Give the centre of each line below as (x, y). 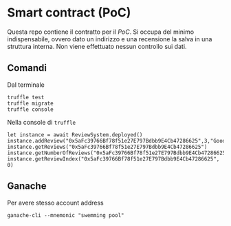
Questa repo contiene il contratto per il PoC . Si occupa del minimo (101, 32)
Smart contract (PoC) (69, 13)
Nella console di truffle (42, 122)
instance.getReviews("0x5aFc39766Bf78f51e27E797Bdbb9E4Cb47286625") (107, 147)
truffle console (30, 109)
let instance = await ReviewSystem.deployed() (75, 135)
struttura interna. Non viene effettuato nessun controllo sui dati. (97, 46)
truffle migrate (30, 103)
